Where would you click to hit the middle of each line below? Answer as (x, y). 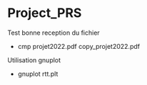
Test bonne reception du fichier (54, 33)
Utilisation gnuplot (34, 60)
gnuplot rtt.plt (38, 74)
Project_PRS (45, 13)
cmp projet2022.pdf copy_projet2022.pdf (79, 46)
